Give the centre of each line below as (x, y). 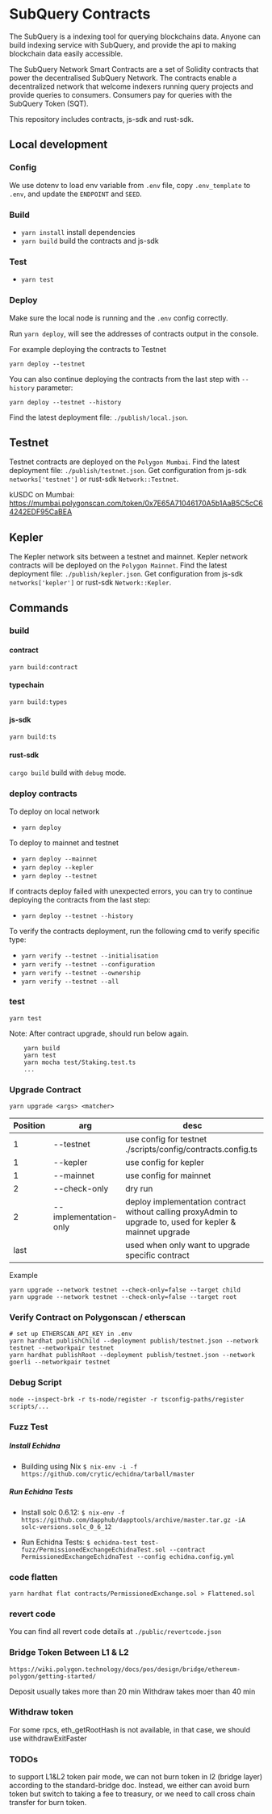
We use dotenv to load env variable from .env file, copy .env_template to (130, 185)
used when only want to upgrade (188, 1246)
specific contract (157, 1255)
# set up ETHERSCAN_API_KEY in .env (71, 1334)
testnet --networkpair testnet (62, 1348)
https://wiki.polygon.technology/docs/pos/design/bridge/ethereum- (125, 1669)
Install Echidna (35, 1446)
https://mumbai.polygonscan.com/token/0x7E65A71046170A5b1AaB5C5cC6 (136, 503)
